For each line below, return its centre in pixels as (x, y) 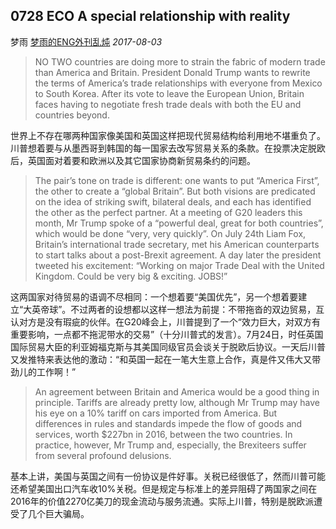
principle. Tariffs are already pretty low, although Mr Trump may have (177, 402)
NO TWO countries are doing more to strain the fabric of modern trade (180, 61)
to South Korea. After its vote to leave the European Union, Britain (169, 93)
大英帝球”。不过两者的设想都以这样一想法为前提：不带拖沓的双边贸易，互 (174, 309)
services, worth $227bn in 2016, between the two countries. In (163, 434)
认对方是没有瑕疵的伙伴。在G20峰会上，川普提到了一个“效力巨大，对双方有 (165, 321)
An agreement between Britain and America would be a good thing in (177, 391)
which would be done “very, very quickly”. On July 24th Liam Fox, (170, 233)
